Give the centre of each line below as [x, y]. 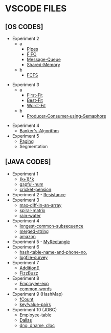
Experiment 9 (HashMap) [37, 294]
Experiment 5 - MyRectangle [41, 242]
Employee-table [35, 315]
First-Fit [35, 95]
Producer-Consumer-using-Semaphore [67, 116]
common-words [36, 289]
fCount [26, 299]
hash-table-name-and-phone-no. [53, 252]
